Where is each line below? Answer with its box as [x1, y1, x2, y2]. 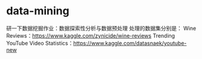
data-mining [6, 4, 69, 18]
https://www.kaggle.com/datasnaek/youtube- [73, 39, 187, 46]
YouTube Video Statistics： [6, 39, 74, 46]
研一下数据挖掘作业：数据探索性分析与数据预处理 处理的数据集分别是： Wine [6, 24, 197, 32]
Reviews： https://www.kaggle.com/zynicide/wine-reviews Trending [6, 32, 175, 39]
